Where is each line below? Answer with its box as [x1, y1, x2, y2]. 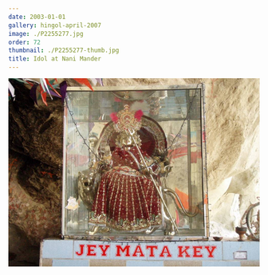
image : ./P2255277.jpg [8, 29, 84, 37]
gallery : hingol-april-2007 [8, 21, 102, 29]
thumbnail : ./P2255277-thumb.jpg [8, 46, 120, 55]
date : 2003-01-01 [8, 13, 66, 21]
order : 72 [8, 38, 41, 46]
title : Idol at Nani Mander [8, 55, 102, 63]
